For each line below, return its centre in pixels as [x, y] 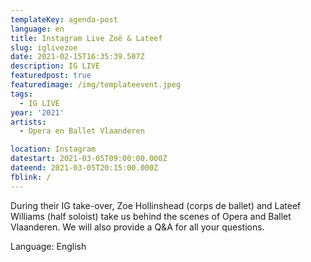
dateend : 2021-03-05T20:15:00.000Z [84, 168]
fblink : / [31, 177]
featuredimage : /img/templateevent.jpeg [96, 85]
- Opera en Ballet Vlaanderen [82, 131]
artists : [28, 122]
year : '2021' [37, 112]
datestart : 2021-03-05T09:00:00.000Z [89, 159]
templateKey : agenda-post [64, 19]
